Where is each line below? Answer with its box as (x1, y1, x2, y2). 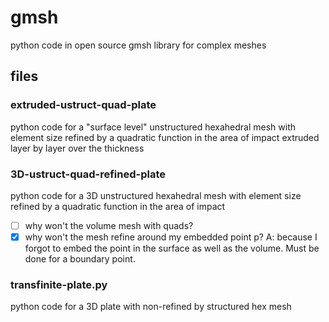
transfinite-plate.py (10, 277, 108, 291)
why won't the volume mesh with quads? (24, 219, 194, 231)
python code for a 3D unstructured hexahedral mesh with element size (10, 189, 302, 201)
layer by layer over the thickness (10, 142, 145, 154)
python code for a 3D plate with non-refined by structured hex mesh (10, 301, 292, 313)
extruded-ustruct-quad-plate (10, 98, 157, 112)
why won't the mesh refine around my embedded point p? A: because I (24, 231, 318, 243)
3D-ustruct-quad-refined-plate (10, 167, 166, 181)
